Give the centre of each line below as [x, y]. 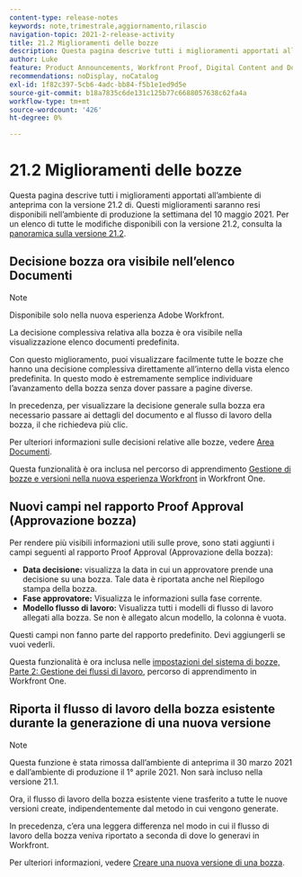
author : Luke [34, 59]
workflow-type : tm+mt [50, 101]
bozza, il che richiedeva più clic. [69, 425]
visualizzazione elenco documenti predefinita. [94, 342]
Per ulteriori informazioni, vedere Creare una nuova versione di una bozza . [147, 862]
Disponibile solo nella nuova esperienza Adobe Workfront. [117, 315]
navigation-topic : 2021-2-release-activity [92, 34]
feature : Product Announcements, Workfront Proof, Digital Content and [146, 68]
